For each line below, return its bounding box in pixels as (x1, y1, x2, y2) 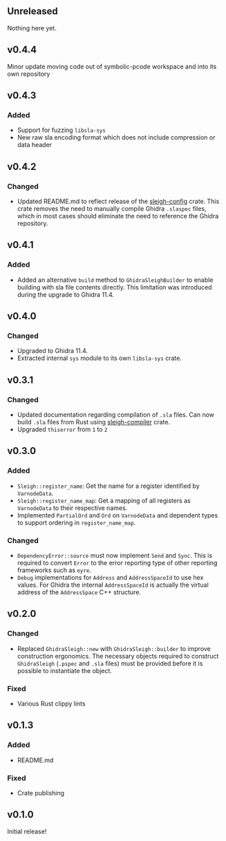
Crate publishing (17, 789, 64, 797)
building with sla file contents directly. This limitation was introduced (17, 283, 212, 291)
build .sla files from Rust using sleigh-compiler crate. (17, 418, 171, 426)
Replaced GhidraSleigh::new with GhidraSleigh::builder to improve (17, 644, 211, 652)
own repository (7, 69, 50, 78)
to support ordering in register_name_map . (17, 518, 136, 527)
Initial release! (7, 827, 47, 835)
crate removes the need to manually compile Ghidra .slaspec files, (17, 205, 207, 213)
